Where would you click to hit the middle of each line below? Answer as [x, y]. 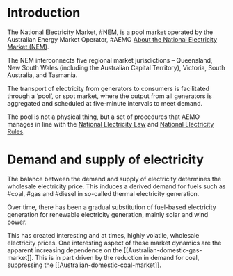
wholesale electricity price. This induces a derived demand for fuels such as [116, 186]
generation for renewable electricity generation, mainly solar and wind [108, 214]
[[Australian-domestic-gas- [163, 250]
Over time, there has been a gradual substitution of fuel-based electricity [112, 207]
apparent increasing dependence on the [65, 250]
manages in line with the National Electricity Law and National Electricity [111, 124]
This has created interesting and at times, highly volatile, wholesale [103, 235]
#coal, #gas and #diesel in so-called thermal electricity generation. [103, 193]
